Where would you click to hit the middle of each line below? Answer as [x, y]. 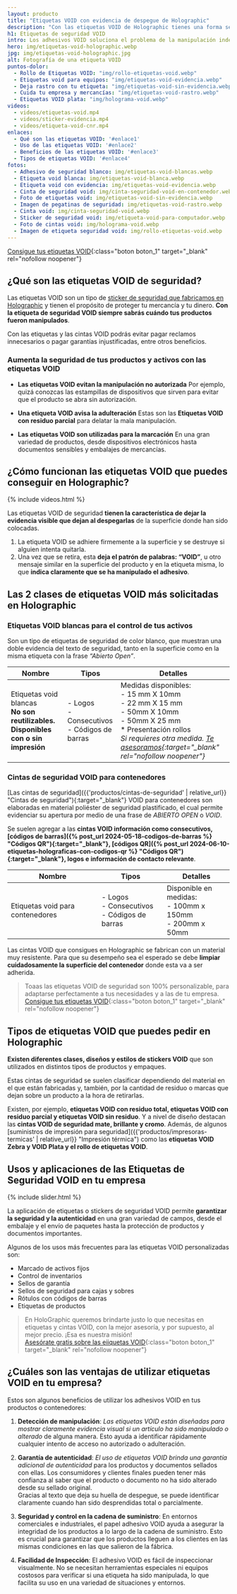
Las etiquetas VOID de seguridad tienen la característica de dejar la [107, 513]
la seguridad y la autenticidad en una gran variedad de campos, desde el [115, 1218]
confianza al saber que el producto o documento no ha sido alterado [117, 1480]
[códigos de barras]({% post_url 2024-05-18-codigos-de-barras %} [110, 836]
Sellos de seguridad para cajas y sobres [76, 1291]
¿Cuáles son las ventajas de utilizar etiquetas [109, 1372]
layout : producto [33, 14]
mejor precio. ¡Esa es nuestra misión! [78, 1335]
